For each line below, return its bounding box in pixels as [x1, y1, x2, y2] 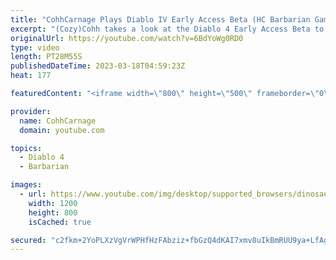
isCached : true [28, 217, 92, 227]
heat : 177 [10, 71, 52, 81]
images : [10, 180, 43, 190]
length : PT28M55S [10, 52, 83, 62]
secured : [10, 235, 47, 245]
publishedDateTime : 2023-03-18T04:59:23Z [10, 61, 186, 71]
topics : [10, 143, 43, 153]
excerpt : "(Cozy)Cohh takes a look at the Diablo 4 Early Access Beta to [10, 24, 325, 34]
